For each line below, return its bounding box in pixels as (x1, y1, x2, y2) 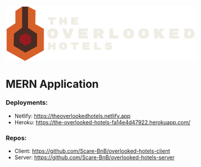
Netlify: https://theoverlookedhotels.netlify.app (14, 112, 131, 119)
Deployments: (5, 98, 48, 107)
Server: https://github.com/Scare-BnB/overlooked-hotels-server (14, 154, 175, 161)
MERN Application (5, 77, 99, 90)
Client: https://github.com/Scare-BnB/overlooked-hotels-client (14, 148, 170, 155)
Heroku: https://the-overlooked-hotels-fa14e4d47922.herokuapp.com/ (14, 118, 191, 126)
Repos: (5, 133, 27, 142)
